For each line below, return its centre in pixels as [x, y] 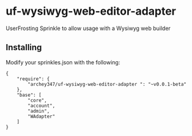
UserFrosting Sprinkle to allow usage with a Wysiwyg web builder [88, 28]
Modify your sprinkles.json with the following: [63, 62]
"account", [42, 105]
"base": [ [29, 95]
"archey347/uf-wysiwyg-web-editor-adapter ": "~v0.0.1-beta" [107, 84]
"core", [37, 100]
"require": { [33, 79]
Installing [24, 47]
